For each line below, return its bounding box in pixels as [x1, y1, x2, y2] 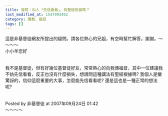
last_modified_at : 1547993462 [5, 12, 68, 17]
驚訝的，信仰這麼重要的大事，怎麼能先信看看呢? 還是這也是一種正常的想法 [5, 77, 158, 83]
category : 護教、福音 [5, 16, 46, 21]
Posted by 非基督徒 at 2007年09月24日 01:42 [5, 100, 98, 106]
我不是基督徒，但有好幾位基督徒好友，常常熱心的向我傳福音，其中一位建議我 [5, 65, 163, 71]
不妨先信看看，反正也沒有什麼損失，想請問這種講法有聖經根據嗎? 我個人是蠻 [5, 71, 162, 77]
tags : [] [5, 21, 23, 26]
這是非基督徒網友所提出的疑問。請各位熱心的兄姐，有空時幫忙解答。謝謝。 [5, 35, 158, 41]
